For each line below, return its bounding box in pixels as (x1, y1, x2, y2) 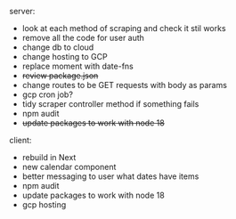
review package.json (21, 70, 99, 81)
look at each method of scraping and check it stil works (21, 23, 226, 33)
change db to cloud (21, 42, 94, 53)
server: (9, 6, 36, 16)
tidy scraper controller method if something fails (21, 99, 199, 109)
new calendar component (21, 162, 117, 172)
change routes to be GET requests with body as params (21, 80, 227, 90)
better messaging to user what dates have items (21, 171, 199, 182)
